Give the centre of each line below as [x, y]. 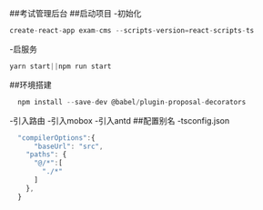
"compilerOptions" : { [56, 138]
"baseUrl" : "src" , [68, 146]
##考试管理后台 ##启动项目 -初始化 [76, 13]
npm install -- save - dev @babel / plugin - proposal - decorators [132, 102]
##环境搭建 [30, 85]
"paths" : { [46, 155]
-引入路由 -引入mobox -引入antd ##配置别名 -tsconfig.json [120, 120]
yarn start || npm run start [61, 66]
